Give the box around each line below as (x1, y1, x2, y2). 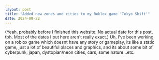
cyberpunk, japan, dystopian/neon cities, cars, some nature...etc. (5, 49, 135, 55)
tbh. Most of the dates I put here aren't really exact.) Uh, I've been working (5, 34, 154, 40)
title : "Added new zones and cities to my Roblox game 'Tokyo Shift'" (5, 12, 150, 16)
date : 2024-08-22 (5, 16, 40, 21)
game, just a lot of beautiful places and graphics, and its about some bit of (5, 44, 153, 50)
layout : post (5, 7, 31, 12)
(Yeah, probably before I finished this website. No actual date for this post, (5, 29, 153, 35)
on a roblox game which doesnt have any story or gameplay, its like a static (5, 39, 155, 45)
